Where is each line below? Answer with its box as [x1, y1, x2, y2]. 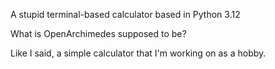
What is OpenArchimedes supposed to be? [10, 28, 187, 39]
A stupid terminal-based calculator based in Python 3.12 [10, 9, 241, 20]
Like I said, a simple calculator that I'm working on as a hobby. [10, 47, 267, 59]
